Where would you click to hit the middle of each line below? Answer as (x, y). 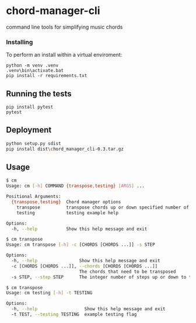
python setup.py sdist (34, 143)
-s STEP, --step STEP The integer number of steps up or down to (99, 277)
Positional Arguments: (34, 197)
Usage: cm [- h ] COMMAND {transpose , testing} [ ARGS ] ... (75, 186)
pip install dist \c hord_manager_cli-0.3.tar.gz (65, 149)
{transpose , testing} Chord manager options (66, 202)
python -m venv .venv (32, 65)
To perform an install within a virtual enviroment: (64, 55)
